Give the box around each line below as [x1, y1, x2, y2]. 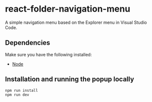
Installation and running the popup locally [5, 75, 134, 84]
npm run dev [5, 92, 29, 98]
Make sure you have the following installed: [5, 51, 92, 57]
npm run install [5, 88, 38, 93]
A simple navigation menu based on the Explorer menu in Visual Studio [5, 19, 147, 25]
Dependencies [5, 39, 50, 47]
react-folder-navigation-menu [5, 3, 131, 15]
